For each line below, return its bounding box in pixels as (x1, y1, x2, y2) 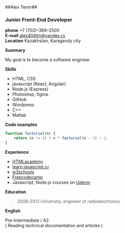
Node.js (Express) (12, 86, 49, 92)
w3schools (12, 169, 35, 175)
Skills (5, 66, 17, 72)
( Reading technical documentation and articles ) (5, 222, 103, 228)
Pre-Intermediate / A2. (5, 217, 50, 223)
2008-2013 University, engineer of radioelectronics (17, 198, 121, 204)
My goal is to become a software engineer (5, 57, 90, 63)
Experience (5, 149, 29, 155)
